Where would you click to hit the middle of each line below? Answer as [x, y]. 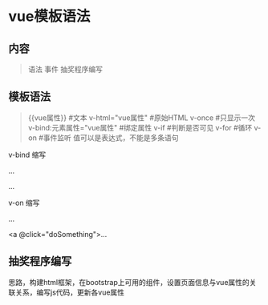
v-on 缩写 [24, 203]
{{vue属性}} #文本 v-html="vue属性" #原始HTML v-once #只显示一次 [141, 118]
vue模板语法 [49, 16]
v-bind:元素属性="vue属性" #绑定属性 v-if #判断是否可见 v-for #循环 [140, 127]
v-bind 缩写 [27, 155]
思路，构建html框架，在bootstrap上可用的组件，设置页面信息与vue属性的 [129, 282]
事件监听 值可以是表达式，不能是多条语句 [111, 138]
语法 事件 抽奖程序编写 [65, 69]
